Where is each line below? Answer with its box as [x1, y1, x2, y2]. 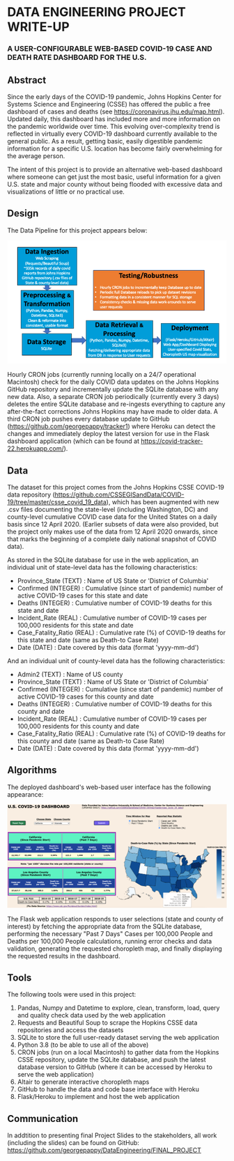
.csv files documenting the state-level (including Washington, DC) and [7, 506, 208, 514]
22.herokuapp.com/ [7, 444, 64, 453]
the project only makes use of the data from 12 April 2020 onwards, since [7, 527, 218, 536]
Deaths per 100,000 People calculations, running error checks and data [7, 937, 212, 945]
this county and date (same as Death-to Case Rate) [17, 737, 165, 745]
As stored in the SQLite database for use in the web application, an [7, 556, 199, 564]
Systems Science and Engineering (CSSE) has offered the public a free [7, 100, 211, 108]
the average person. [7, 151, 65, 160]
